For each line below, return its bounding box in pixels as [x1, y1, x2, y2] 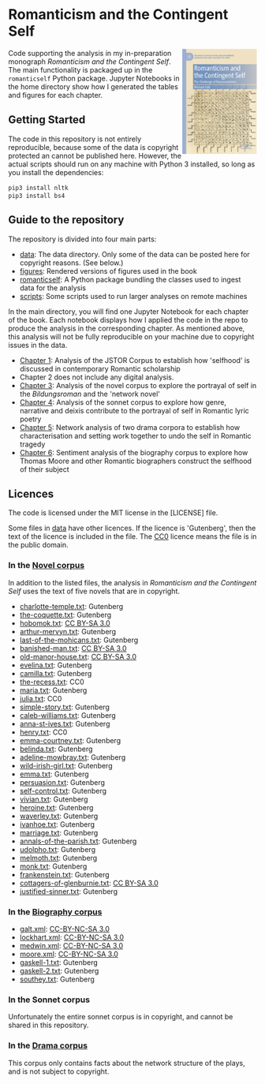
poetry [19, 414, 42, 424]
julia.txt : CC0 [19, 693, 62, 703]
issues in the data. [8, 340, 68, 349]
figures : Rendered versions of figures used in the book [19, 266, 197, 275]
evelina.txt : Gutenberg [19, 660, 92, 670]
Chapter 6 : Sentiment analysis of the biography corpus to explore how [19, 447, 248, 457]
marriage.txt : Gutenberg [19, 828, 99, 837]
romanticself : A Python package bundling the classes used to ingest [19, 275, 241, 284]
